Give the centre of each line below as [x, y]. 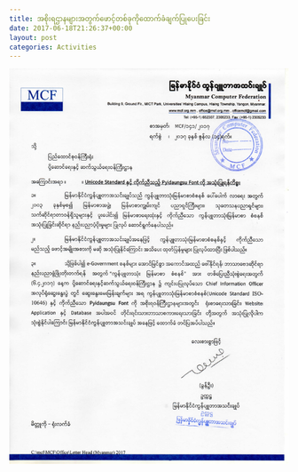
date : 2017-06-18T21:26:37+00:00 [71, 28]
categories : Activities [53, 47]
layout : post [33, 37]
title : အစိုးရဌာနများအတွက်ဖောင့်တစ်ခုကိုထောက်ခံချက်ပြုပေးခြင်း [110, 19]
